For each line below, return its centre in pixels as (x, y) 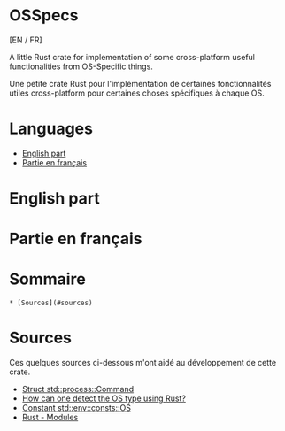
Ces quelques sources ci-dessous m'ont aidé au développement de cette (143, 363)
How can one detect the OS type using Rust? (104, 398)
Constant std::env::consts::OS (76, 408)
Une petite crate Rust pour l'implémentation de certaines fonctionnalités (140, 83)
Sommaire (47, 279)
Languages (51, 129)
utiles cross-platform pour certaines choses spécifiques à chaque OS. (137, 93)
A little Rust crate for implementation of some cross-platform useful (132, 57)
